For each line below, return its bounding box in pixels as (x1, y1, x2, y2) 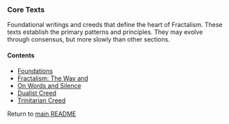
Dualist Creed (17, 89, 57, 97)
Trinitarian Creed (17, 96, 66, 105)
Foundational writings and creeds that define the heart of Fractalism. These (7, 21, 223, 29)
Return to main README (7, 109, 76, 118)
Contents (7, 51, 35, 60)
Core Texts (7, 5, 45, 15)
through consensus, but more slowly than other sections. (7, 35, 170, 44)
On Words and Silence (17, 81, 82, 89)
